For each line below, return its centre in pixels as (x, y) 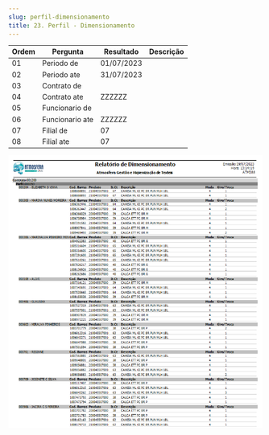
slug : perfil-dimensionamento (59, 17)
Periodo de (60, 64)
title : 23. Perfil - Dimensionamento (72, 25)
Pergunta (68, 51)
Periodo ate (61, 74)
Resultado (121, 51)
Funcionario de (67, 108)
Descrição (166, 51)
